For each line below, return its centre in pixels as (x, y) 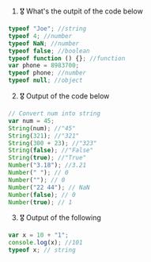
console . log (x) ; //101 (45, 243)
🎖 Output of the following (60, 218)
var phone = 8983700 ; (44, 66)
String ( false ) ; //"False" (51, 150)
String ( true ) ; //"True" (47, 158)
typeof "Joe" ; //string (47, 29)
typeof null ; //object (45, 81)
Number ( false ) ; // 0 (42, 195)
